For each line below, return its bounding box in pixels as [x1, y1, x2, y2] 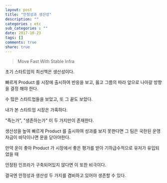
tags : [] [5, 35, 23, 40]
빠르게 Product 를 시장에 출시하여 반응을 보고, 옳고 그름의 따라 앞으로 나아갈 [5, 79, 153, 85]
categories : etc [5, 21, 41, 26]
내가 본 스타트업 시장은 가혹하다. [5, 106, 68, 112]
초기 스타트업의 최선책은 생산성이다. [5, 68, 75, 74]
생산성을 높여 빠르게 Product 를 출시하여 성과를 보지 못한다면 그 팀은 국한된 [5, 128, 152, 134]
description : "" [5, 16, 39, 21]
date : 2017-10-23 [5, 30, 41, 35]
